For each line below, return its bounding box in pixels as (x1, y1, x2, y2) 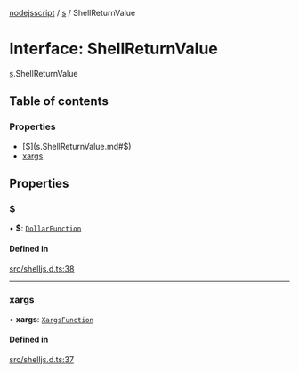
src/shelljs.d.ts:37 (9, 354, 74, 365)
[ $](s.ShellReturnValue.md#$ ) (21, 141, 132, 151)
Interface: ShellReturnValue (9, 39, 218, 59)
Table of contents (9, 93, 109, 109)
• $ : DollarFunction (9, 223, 82, 234)
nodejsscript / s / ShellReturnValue (9, 8, 136, 18)
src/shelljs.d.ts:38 (9, 263, 75, 274)
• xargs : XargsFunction (9, 313, 94, 324)
